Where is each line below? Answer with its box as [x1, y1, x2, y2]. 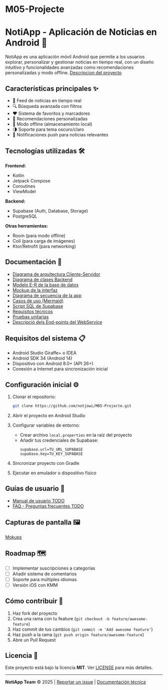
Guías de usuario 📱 [5, 484, 65, 493]
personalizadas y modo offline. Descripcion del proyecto [5, 70, 122, 76]
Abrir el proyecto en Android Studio [12, 413, 86, 419]
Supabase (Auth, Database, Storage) [12, 208, 88, 214]
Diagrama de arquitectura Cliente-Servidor [12, 271, 100, 277]
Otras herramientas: [5, 223, 48, 229]
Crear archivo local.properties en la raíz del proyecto [19, 432, 132, 438]
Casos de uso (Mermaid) [12, 297, 64, 304]
